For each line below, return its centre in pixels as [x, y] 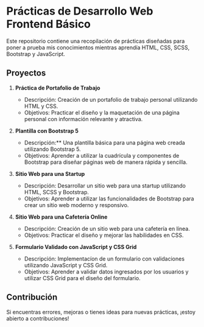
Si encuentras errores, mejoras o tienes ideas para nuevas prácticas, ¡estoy [101, 312]
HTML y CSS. [41, 106]
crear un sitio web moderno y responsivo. [76, 205]
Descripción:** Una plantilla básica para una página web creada [105, 142]
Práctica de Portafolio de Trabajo [58, 88]
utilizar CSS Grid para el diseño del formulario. [83, 278]
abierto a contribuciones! [38, 318]
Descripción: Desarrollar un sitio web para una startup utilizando [105, 185]
